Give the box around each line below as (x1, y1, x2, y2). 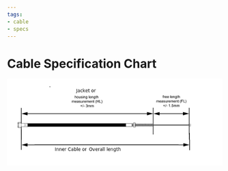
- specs (7, 25, 29, 32)
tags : (7, 11, 23, 18)
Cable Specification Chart (7, 55, 157, 71)
